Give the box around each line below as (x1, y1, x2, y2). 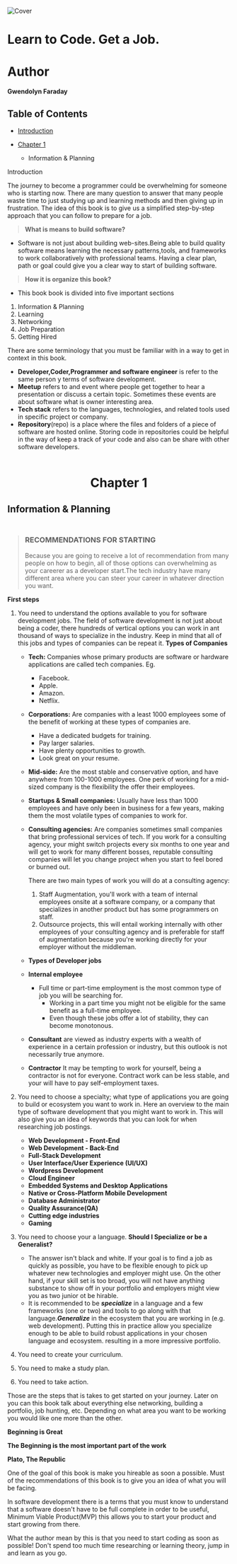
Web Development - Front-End (28, 1136, 120, 1145)
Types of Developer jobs (28, 956, 102, 965)
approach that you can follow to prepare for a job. (7, 211, 152, 219)
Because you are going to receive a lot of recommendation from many (24, 551, 229, 560)
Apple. (38, 681, 58, 690)
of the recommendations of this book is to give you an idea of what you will (7, 1476, 226, 1485)
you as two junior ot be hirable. (28, 1291, 119, 1299)
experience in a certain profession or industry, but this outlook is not (28, 1042, 228, 1050)
